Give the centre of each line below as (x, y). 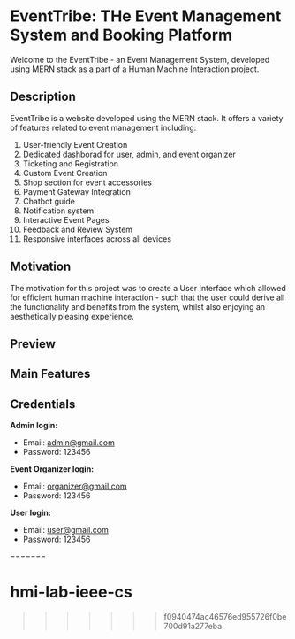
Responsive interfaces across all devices (97, 239)
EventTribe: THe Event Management (146, 16)
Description (43, 97)
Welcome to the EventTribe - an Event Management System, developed (140, 59)
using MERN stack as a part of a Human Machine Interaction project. (135, 69)
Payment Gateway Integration (77, 191)
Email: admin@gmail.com (69, 443)
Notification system (58, 211)
